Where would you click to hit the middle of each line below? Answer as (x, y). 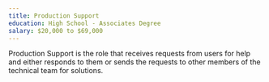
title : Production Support (54, 16)
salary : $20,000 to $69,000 (56, 31)
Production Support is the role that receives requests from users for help (130, 54)
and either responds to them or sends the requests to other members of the (134, 62)
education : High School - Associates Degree (85, 23)
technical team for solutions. (56, 71)
